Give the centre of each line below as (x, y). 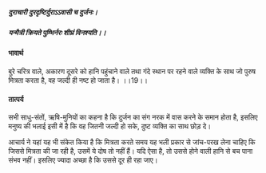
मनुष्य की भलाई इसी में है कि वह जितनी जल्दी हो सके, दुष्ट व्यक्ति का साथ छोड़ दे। (110, 126)
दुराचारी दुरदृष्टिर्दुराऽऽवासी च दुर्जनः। (53, 12)
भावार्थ (16, 53)
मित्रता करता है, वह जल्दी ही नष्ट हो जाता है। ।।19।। (78, 80)
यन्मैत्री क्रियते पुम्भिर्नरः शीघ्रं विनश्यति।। (57, 32)
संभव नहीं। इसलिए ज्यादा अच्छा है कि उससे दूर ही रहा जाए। (83, 160)
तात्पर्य (16, 99)
